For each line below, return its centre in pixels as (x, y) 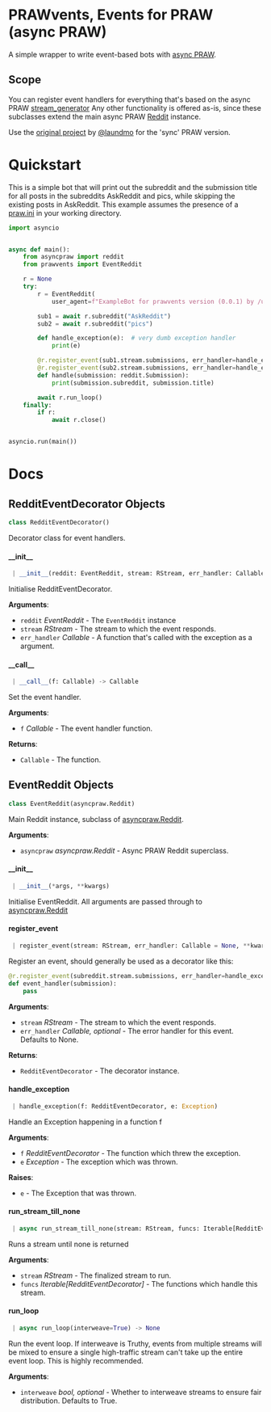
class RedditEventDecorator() (59, 523)
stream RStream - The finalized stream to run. (96, 1275)
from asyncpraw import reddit (74, 257)
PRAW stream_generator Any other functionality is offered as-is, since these (135, 107)
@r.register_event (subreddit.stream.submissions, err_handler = (117, 976)
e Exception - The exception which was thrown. (99, 1161)
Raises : (21, 1177)
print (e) (66, 346)
